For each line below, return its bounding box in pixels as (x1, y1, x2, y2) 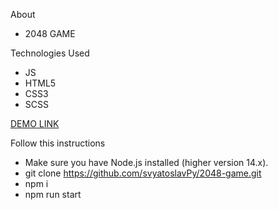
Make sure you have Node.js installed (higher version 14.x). (24, 157, 269, 168)
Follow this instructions (10, 137, 106, 149)
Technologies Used (10, 47, 90, 59)
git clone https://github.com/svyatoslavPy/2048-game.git (24, 167, 262, 179)
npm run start (24, 189, 82, 200)
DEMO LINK (10, 118, 60, 129)
